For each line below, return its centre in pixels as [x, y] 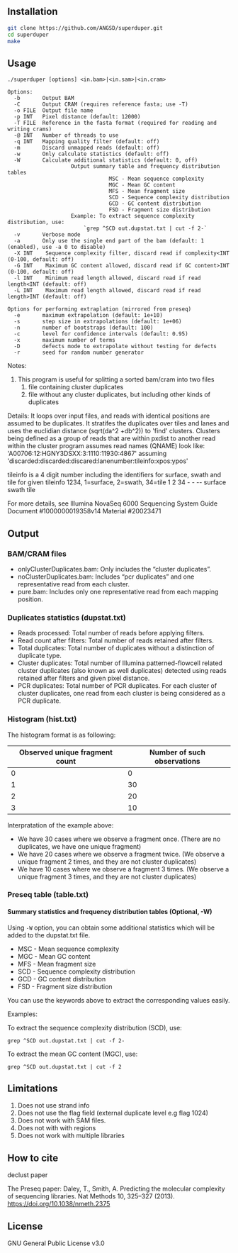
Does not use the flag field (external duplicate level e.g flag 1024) [113, 1113]
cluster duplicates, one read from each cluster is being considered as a [121, 694]
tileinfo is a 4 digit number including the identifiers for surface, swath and [114, 475]
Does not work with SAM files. [62, 1120]
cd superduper [28, 35]
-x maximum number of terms [64, 340]
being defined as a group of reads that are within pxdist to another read [112, 438]
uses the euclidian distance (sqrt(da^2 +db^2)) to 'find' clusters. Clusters [114, 431]
